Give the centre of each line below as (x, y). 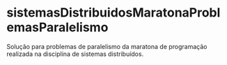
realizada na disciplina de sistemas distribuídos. (75, 54)
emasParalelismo (57, 27)
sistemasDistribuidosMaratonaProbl (113, 13)
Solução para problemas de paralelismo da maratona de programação (107, 46)
